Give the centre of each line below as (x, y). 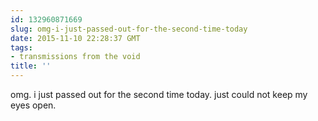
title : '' (31, 66)
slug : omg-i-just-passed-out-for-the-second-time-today (129, 29)
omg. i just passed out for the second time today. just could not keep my (159, 94)
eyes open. (33, 105)
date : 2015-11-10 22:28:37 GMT (75, 38)
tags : (21, 47)
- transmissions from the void (75, 57)
